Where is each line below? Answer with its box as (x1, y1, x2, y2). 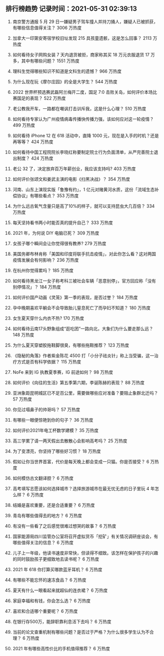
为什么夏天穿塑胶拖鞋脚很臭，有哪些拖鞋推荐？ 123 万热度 (12, 342, 129, 348)
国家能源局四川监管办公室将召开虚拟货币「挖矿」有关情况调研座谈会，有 (12, 533, 158, 539)
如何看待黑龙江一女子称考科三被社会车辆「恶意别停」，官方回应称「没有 (12, 278, 156, 283)
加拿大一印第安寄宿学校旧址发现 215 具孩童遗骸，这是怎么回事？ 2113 (12, 35, 152, 41)
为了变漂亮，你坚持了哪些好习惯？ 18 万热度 (12, 448, 102, 454)
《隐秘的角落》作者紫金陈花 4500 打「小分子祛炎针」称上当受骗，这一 (12, 353, 154, 358)
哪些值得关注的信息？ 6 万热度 (12, 539, 74, 545)
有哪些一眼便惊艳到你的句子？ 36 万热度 (12, 417, 93, 423)
